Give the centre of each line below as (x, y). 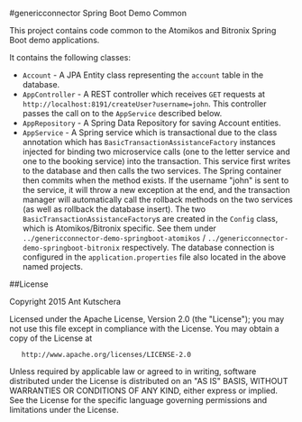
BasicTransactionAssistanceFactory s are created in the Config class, (150, 219)
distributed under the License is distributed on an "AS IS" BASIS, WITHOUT (149, 381)
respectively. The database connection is (198, 248)
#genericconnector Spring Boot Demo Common (98, 13)
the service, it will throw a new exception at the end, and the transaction (156, 190)
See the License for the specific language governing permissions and (138, 400)
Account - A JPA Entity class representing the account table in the (143, 75)
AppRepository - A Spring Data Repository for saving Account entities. (151, 123)
